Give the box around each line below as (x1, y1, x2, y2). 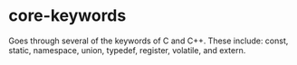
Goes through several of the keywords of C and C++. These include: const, (8, 35, 289, 46)
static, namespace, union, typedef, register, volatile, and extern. (8, 44, 246, 55)
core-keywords (8, 5, 127, 26)
